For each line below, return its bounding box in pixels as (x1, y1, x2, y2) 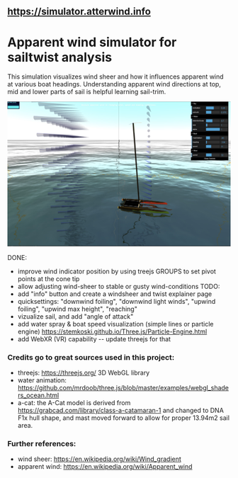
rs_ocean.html (17, 391, 59, 399)
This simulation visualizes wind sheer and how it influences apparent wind (7, 72, 225, 81)
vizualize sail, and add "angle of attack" (17, 312, 134, 321)
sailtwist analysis (7, 49, 112, 65)
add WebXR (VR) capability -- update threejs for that (17, 334, 171, 343)
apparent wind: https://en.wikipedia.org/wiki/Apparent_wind (17, 462, 193, 471)
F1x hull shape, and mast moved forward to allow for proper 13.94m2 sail (17, 414, 230, 422)
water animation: (17, 375, 67, 385)
